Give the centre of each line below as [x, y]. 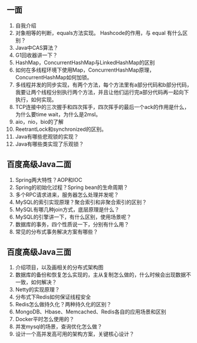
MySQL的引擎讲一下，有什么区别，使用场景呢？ [73, 217]
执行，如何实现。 [36, 100]
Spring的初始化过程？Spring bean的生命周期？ [72, 187]
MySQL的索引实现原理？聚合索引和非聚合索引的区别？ [81, 202]
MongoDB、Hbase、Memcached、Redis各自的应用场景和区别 [91, 312]
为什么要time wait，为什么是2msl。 [58, 114]
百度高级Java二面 [39, 164]
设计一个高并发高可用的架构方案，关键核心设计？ [75, 334]
